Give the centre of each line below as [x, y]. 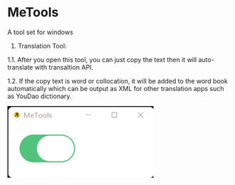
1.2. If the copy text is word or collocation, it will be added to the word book [117, 81]
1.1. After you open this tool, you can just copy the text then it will [102, 59]
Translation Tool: [42, 46]
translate [20, 67]
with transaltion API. [64, 67]
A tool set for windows [40, 32]
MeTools [33, 12]
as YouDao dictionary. [40, 96]
